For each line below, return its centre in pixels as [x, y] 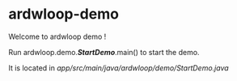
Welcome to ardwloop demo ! [57, 36]
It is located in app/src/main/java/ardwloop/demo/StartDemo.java [118, 68]
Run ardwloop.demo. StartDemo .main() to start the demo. [104, 52]
